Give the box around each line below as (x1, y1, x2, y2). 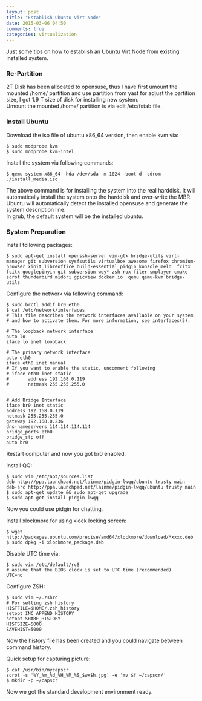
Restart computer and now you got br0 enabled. (6, 450, 126, 458)
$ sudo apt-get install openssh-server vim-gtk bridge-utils (6, 253, 164, 259)
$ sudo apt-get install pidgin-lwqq (6, 495, 99, 501)
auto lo (6, 334, 26, 340)
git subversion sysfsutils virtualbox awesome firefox (28, 258, 169, 265)
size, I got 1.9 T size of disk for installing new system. (6, 96, 139, 104)
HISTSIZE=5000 (6, 621, 42, 627)
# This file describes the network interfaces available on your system (6, 312, 194, 318)
